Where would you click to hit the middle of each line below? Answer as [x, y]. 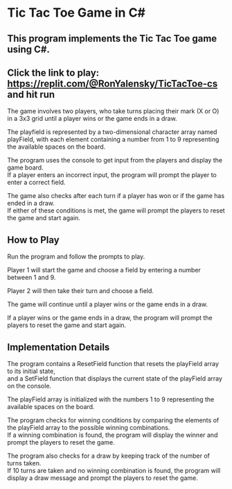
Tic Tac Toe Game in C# [77, 13]
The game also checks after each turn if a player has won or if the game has [116, 196]
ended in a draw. [31, 204]
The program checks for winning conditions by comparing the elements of [113, 420]
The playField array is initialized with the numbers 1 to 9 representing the [111, 399]
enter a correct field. [36, 183]
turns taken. [24, 463]
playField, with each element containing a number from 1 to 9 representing [113, 140]
